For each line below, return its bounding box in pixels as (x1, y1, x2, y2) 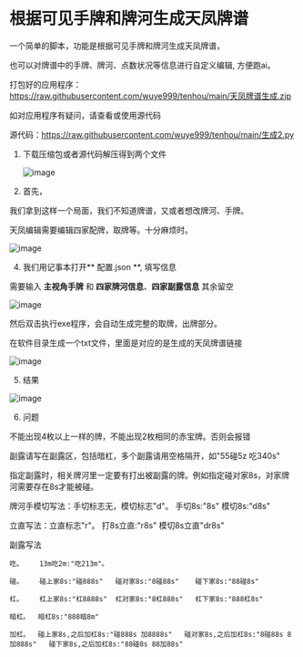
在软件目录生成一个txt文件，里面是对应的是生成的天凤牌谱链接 (9, 337, 243, 348)
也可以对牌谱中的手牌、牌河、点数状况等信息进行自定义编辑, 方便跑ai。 (9, 59, 276, 70)
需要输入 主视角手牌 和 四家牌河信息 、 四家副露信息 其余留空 (9, 280, 234, 292)
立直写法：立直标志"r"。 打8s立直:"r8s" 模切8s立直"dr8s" (9, 519, 225, 530)
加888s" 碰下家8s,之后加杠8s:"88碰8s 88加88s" (9, 640, 184, 649)
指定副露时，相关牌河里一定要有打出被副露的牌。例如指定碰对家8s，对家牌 (9, 469, 290, 480)
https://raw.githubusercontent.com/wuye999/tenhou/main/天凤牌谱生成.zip (9, 90, 292, 101)
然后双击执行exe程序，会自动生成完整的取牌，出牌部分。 (9, 318, 223, 328)
